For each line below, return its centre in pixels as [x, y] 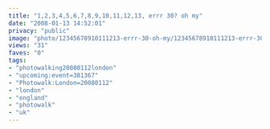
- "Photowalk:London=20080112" [61, 83]
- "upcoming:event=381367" [53, 75]
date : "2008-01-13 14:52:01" [57, 23]
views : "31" [28, 46]
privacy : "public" [39, 30]
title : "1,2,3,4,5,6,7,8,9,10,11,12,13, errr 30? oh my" [106, 16]
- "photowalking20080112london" [62, 68]
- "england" [28, 98]
